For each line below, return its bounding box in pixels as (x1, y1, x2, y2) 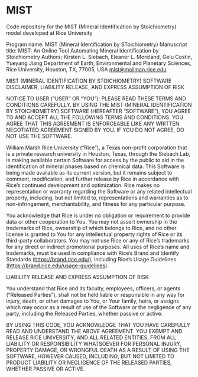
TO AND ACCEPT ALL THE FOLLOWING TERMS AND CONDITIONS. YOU (6, 113, 184, 121)
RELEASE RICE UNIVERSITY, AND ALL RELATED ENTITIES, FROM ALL (6, 334, 176, 341)
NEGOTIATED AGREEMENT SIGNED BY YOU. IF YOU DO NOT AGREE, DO (6, 126, 184, 133)
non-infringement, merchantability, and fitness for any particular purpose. (6, 200, 186, 207)
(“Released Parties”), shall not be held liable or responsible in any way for (6, 291, 185, 298)
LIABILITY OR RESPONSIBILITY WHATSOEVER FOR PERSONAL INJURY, (6, 340, 182, 347)
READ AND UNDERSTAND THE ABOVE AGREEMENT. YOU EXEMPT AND (6, 327, 183, 335)
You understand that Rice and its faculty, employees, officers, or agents (6, 284, 181, 292)
